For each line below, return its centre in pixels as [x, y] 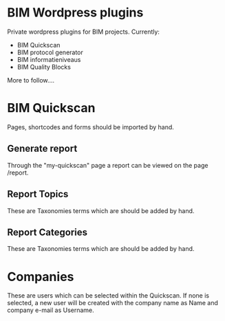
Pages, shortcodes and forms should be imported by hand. [90, 127]
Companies [41, 277]
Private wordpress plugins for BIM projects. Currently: [84, 32]
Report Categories [47, 232]
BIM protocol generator [50, 52]
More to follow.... [31, 80]
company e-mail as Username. [51, 310]
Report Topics [38, 194]
